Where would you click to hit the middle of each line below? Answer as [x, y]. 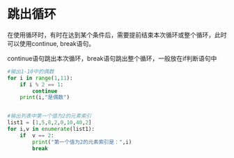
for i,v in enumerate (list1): [51, 129]
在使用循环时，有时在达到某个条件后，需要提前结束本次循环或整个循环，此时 [117, 35]
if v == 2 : [37, 135]
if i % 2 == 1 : [42, 84]
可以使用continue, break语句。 [51, 43]
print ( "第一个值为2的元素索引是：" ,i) [82, 142]
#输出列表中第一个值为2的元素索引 [49, 116]
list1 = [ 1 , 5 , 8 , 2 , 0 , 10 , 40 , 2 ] [49, 123]
